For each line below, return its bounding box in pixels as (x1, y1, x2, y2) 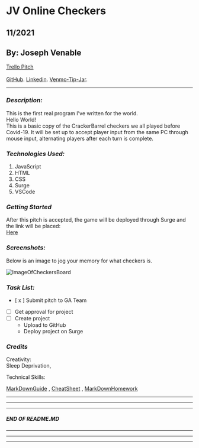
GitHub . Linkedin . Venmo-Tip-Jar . (6, 76, 88, 83)
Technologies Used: (6, 150, 65, 158)
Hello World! (6, 116, 37, 123)
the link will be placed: (6, 223, 61, 230)
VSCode (14, 188, 36, 195)
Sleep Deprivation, (6, 362, 52, 369)
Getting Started (6, 203, 52, 211)
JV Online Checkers (6, 4, 107, 18)
